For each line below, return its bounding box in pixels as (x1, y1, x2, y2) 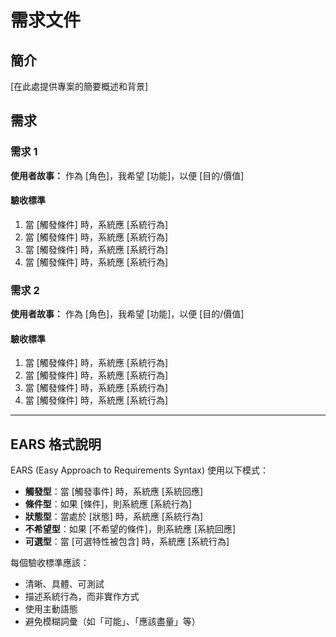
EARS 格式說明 (10, 436, 102, 453)
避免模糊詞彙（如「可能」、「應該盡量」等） (24, 616, 201, 628)
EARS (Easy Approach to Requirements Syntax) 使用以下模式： (10, 464, 269, 476)
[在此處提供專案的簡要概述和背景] (10, 81, 149, 92)
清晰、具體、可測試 (24, 578, 105, 590)
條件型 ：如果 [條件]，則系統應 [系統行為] (24, 498, 193, 510)
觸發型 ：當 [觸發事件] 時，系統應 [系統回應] (24, 486, 204, 498)
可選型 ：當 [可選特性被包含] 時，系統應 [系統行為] (24, 536, 230, 548)
